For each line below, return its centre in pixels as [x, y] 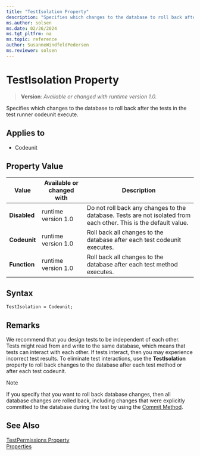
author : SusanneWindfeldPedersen [48, 45]
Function [22, 265]
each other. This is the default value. [137, 223]
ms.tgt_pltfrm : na [29, 34]
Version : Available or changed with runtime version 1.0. [89, 97]
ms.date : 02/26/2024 [32, 28]
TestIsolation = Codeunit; [40, 307]
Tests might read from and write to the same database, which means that [96, 346]
